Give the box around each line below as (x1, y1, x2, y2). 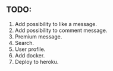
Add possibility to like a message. (14, 20, 97, 27)
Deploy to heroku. (14, 58, 59, 65)
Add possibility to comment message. (14, 27, 108, 34)
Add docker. (14, 51, 45, 59)
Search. (14, 39, 34, 46)
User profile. (14, 46, 46, 53)
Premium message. (14, 33, 62, 40)
